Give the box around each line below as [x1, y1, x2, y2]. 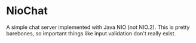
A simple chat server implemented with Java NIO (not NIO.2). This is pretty [6, 24, 190, 31]
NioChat [6, 4, 48, 18]
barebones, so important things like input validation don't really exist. [6, 29, 176, 37]
